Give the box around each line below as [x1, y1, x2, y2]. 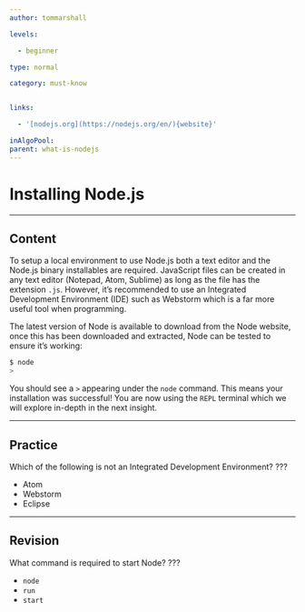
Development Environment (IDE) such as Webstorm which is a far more [9, 294, 275, 305]
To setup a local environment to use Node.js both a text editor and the [9, 256, 271, 266]
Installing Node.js [9, 184, 145, 205]
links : [9, 104, 34, 113]
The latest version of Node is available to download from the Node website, [9, 321, 291, 332]
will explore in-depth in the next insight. [9, 402, 157, 414]
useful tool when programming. [9, 304, 127, 315]
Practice [9, 437, 58, 453]
